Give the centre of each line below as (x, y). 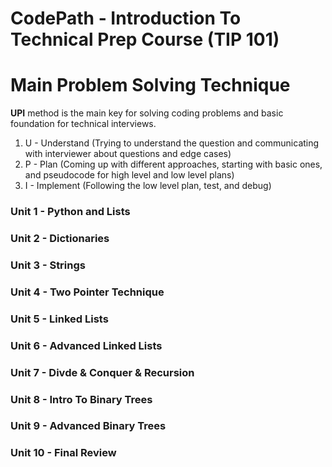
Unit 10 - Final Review (63, 453)
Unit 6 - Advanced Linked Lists (86, 345)
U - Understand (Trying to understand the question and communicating (172, 143)
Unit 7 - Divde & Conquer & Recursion (102, 372)
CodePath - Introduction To (126, 18)
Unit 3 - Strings (48, 265)
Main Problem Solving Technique (150, 85)
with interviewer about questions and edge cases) (128, 154)
